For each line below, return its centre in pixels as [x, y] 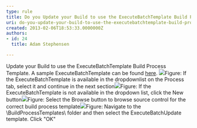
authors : [17, 33]
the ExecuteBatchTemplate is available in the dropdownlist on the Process [95, 79]
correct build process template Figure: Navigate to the [74, 106]
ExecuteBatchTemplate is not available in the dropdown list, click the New [95, 92]
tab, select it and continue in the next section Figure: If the [79, 86]
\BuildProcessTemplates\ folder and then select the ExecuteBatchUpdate [94, 113]
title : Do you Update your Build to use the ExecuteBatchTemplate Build [97, 17]
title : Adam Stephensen [40, 45]
